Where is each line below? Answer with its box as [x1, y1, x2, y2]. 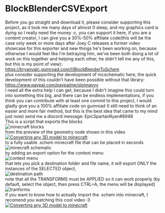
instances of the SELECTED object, [5, 165, 76, 171]
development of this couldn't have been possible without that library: [5, 77, 145, 83]
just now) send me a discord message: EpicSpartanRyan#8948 [5, 113, 133, 119]
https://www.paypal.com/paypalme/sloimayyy [5, 82, 99, 88]
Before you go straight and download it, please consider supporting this [5, 19, 151, 25]
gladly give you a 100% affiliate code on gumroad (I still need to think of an [5, 103, 157, 109]
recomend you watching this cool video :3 [5, 197, 90, 203]
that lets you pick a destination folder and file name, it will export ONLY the [5, 160, 157, 166]
